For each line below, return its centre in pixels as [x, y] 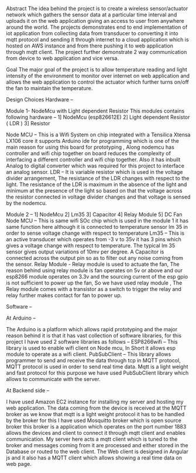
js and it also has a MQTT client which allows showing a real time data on [94, 458]
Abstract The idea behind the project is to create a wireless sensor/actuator [97, 8]
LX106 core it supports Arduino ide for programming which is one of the [93, 141]
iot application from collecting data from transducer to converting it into [92, 33]
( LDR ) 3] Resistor [28, 123]
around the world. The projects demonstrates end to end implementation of [97, 27]
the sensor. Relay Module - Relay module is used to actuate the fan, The [93, 264]
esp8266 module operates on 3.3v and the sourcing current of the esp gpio [97, 277]
